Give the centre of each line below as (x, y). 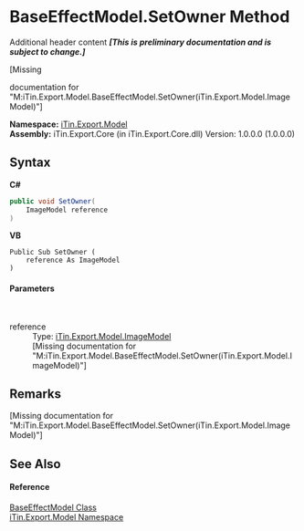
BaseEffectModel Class (53, 507)
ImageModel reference (67, 210)
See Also (35, 464)
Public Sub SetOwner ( (52, 253)
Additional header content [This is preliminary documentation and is (141, 42)
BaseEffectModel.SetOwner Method (150, 17)
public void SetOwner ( (52, 201)
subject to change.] (47, 51)
